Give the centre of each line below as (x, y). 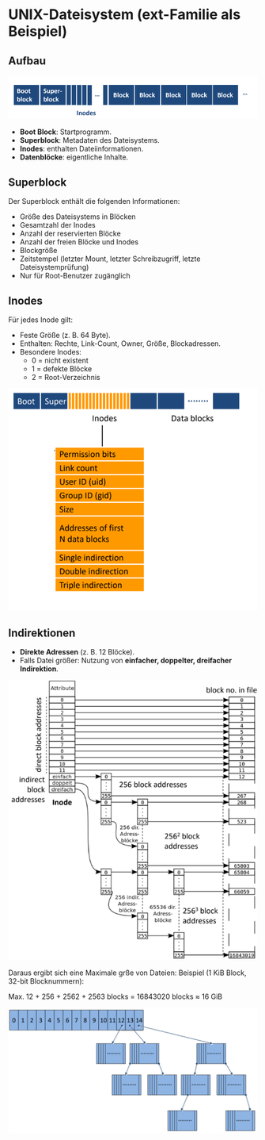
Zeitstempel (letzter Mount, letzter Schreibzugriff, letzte (110, 259)
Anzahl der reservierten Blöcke (70, 234)
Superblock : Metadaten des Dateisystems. (89, 140)
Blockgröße (38, 251)
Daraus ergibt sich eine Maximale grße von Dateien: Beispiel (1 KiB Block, (127, 973)
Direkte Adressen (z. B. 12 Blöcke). (77, 652)
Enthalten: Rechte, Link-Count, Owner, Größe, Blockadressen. (120, 344)
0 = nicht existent (60, 361)
